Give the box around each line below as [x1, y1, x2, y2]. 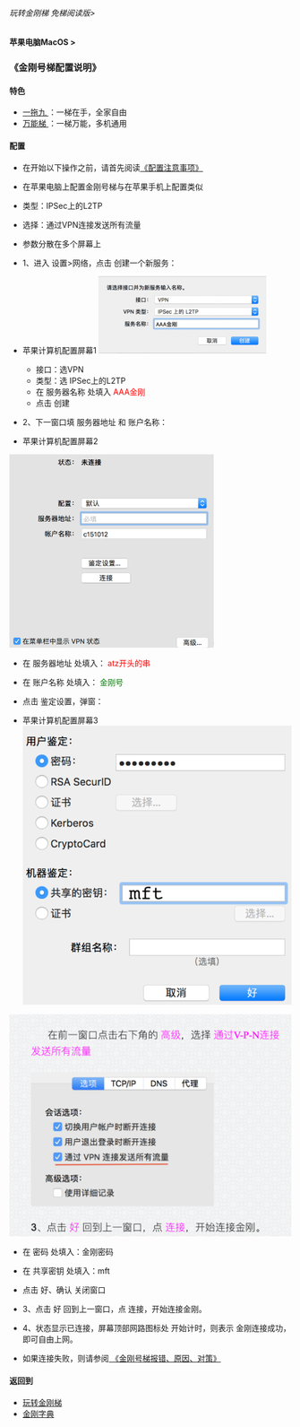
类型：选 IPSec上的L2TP [35, 375, 126, 386]
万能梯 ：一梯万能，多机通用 [21, 118, 127, 129]
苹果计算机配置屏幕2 [21, 435, 99, 447]
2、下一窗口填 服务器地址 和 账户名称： [21, 416, 168, 427]
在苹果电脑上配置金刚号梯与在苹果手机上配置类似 [21, 181, 203, 192]
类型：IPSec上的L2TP [21, 200, 103, 211]
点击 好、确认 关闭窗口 [21, 1284, 106, 1295]
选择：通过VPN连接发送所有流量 [21, 219, 141, 230]
